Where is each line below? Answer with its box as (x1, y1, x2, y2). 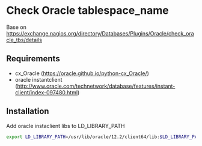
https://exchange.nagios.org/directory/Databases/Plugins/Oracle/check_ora (6, 29, 194, 37)
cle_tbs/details (6, 36, 42, 43)
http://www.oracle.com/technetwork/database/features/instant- (17, 82, 176, 90)
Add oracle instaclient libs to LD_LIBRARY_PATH (6, 122, 125, 129)
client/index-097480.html (14, 88, 78, 96)
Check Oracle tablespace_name (6, 4, 170, 17)
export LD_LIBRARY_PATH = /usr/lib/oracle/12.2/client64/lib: (6, 133, 161, 140)
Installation (6, 106, 49, 117)
